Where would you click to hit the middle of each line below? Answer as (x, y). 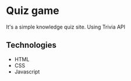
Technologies (31, 45)
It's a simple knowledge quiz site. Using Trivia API (66, 27)
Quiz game (33, 11)
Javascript (27, 72)
